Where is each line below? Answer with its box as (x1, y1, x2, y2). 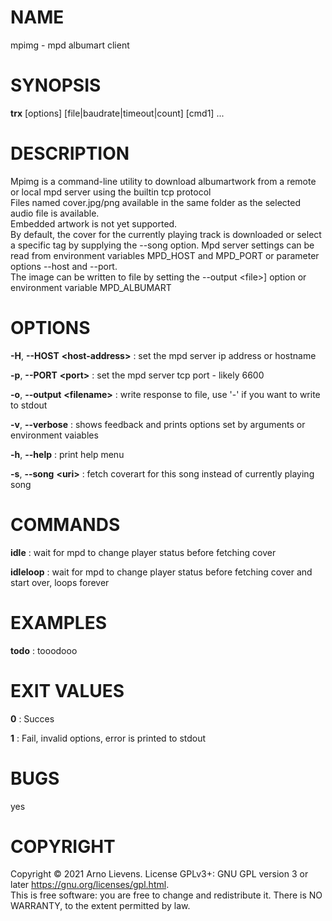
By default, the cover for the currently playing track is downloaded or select (10, 228, 322, 240)
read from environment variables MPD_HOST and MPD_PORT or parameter (10, 249, 320, 261)
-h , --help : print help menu (10, 448, 125, 460)
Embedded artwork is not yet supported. (10, 217, 178, 230)
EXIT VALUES (10, 679, 125, 702)
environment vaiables (10, 429, 99, 441)
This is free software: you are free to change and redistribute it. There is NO (10, 889, 323, 901)
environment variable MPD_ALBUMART (10, 281, 172, 293)
